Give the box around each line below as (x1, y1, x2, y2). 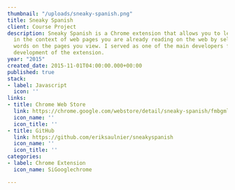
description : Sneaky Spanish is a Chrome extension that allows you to (7, 29, 220, 37)
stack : (7, 75, 27, 82)
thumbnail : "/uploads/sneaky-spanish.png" (7, 10, 133, 17)
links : (7, 95, 27, 102)
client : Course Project (7, 23, 77, 30)
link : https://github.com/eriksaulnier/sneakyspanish (13, 133, 173, 140)
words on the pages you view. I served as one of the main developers (13, 43, 224, 50)
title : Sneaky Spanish (7, 17, 73, 24)
